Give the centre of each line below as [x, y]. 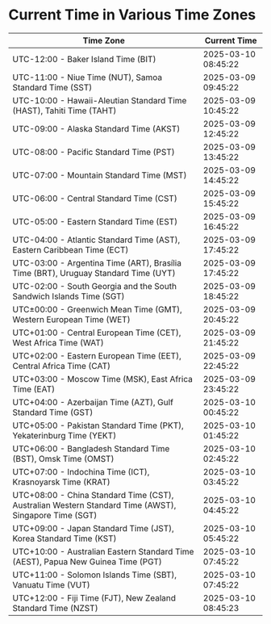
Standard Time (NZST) [55, 608]
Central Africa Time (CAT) [62, 366]
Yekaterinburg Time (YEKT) [65, 435]
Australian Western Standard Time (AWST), [94, 505]
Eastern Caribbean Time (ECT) [71, 249]
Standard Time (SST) [52, 87]
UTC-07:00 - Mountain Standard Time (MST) [100, 175]
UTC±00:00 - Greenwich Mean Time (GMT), [98, 309]
